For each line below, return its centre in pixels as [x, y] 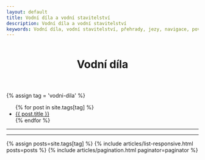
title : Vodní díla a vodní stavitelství [59, 18]
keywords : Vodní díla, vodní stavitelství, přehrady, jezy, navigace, [98, 29]
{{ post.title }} [32, 114]
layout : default [27, 12]
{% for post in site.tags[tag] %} [55, 107]
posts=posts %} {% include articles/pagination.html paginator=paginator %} [102, 150]
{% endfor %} [33, 120]
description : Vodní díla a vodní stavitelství [67, 23]
